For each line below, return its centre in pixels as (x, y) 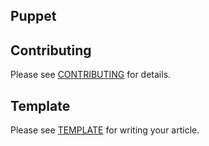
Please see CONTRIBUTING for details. (91, 75)
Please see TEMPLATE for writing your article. (105, 130)
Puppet (33, 16)
